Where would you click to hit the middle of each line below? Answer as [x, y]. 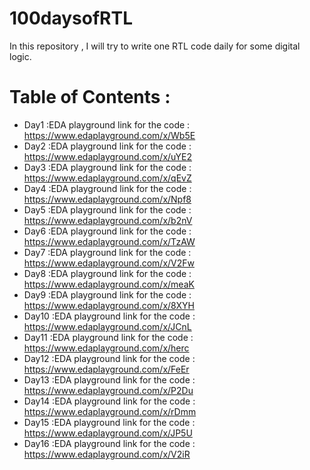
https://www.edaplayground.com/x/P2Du [108, 390]
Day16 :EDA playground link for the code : [109, 443]
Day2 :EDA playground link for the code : [107, 146]
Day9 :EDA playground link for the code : [107, 294]
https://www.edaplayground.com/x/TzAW [109, 241]
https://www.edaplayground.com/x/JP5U [108, 433]
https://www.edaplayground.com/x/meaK [109, 284]
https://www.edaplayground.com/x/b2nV [108, 220]
